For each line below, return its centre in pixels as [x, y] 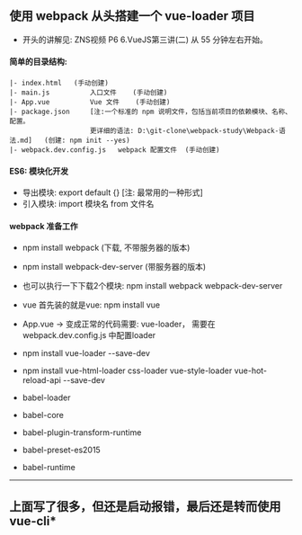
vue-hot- [251, 370]
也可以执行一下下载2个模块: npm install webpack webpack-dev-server [152, 286]
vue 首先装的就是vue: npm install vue [91, 305]
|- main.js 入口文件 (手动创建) [89, 93]
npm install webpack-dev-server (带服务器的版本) [114, 267]
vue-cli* [33, 521]
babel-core [43, 415]
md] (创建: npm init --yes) [75, 141]
